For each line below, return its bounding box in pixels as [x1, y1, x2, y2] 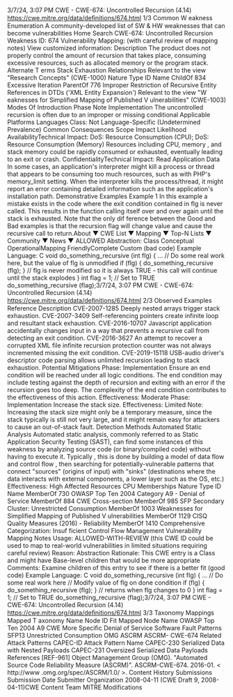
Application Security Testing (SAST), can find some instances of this [7, 437, 204, 446]
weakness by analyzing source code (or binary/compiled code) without [7, 445, 211, 453]
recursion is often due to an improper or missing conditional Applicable [7, 111, 211, 119]
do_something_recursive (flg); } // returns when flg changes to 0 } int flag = [7, 586, 223, 594]
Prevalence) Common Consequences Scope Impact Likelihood [7, 126, 186, 133]
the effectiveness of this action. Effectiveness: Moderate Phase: [7, 394, 191, 401]
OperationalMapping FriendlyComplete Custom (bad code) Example [7, 244, 202, 252]
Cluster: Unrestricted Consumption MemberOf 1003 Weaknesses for [7, 504, 203, 512]
